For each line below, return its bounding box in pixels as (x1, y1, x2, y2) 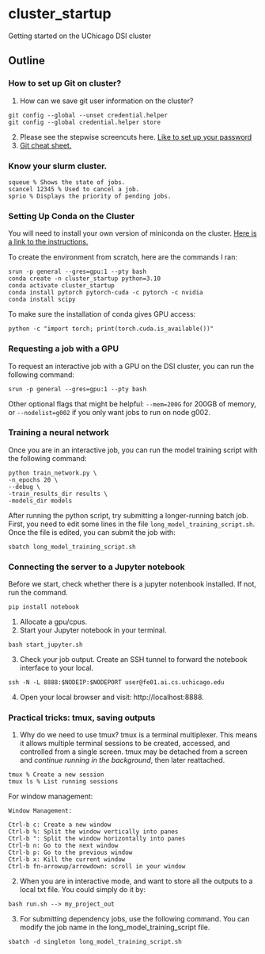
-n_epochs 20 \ (8, 475, 59, 484)
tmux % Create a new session (8, 771, 104, 779)
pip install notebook (8, 603, 80, 611)
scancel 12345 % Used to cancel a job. (8, 185, 140, 193)
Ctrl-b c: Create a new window (8, 821, 112, 829)
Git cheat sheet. (19, 140, 72, 150)
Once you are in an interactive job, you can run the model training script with (8, 445, 258, 455)
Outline (8, 54, 45, 67)
